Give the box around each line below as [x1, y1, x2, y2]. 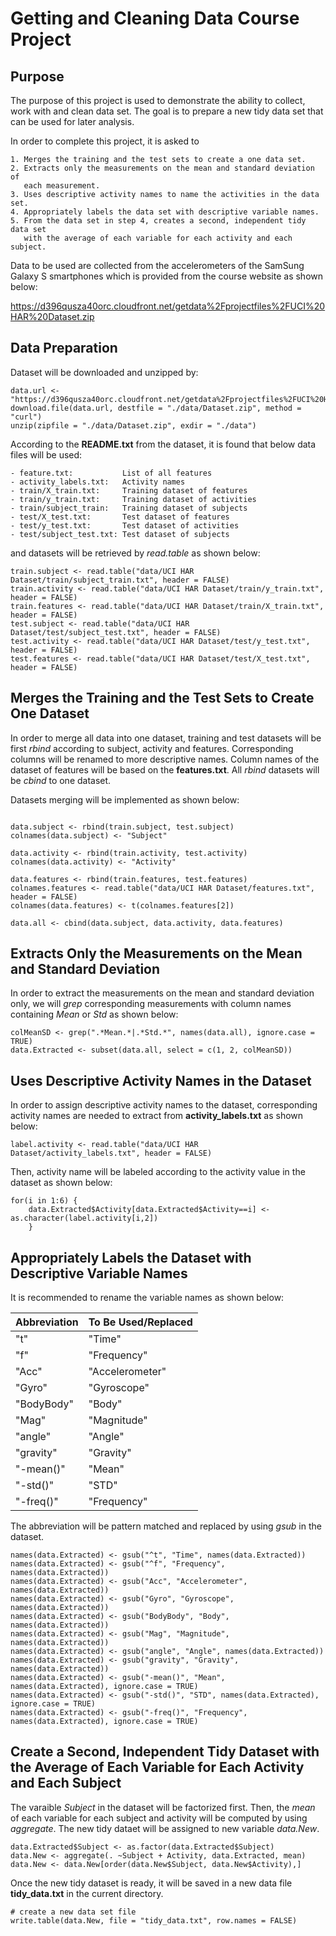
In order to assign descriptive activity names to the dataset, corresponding [10, 1099, 318, 1111]
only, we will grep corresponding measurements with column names [10, 998, 292, 1010]
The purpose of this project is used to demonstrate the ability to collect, [10, 95, 306, 106]
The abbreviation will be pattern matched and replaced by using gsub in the [10, 1520, 322, 1532]
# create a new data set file [10, 1907, 137, 1917]
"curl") [10, 412, 43, 422]
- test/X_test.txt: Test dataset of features [10, 512, 230, 522]
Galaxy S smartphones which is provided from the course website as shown [10, 270, 324, 282]
